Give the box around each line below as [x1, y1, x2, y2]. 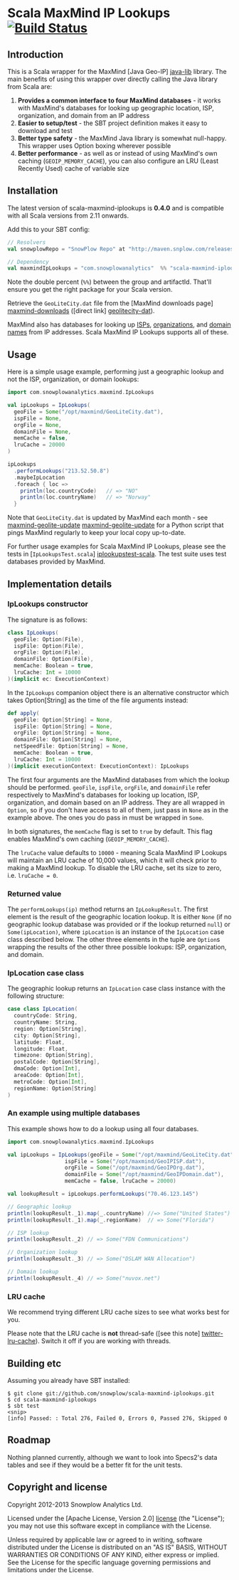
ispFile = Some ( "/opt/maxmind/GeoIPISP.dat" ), [64, 1157, 205, 1165]
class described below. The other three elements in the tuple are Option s [7, 935, 221, 943]
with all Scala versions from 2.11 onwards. [7, 211, 129, 220]
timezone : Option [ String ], [14, 1051, 94, 1059]
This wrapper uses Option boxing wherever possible [17, 142, 171, 150]
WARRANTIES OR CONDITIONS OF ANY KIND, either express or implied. [7, 1550, 219, 1559]
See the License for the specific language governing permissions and [7, 1558, 211, 1566]
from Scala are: [7, 83, 53, 90]
